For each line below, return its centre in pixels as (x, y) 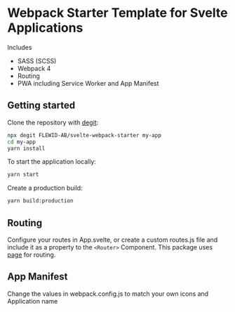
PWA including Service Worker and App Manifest (88, 83)
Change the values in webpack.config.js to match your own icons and (108, 294)
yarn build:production (40, 201)
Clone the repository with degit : (53, 122)
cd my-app (22, 142)
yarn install (26, 148)
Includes (20, 47)
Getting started (41, 106)
